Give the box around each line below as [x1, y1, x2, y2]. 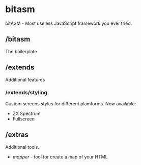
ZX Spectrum [12, 110, 41, 116]
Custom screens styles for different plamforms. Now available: [5, 100, 136, 107]
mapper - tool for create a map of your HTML [12, 153, 108, 160]
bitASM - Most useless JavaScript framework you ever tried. [5, 20, 132, 26]
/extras [5, 131, 29, 139]
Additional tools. [5, 144, 40, 150]
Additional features [5, 76, 45, 82]
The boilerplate [5, 48, 37, 54]
